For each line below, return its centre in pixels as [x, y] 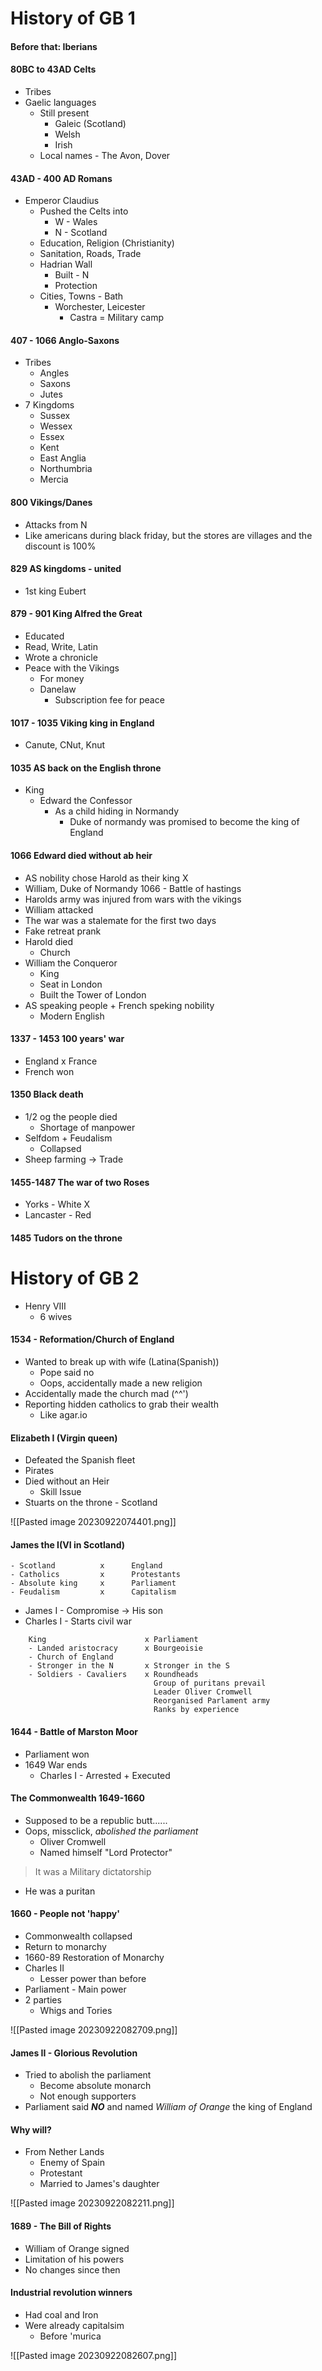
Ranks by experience [196, 1710]
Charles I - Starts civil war [78, 1621]
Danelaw [58, 689]
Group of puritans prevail [210, 1683]
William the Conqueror [71, 963]
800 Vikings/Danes [51, 502]
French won [49, 1071]
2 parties [43, 1999]
